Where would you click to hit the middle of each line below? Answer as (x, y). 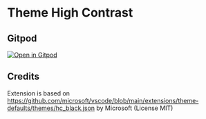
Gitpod (22, 38)
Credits (24, 76)
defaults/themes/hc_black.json (51, 108)
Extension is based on (39, 93)
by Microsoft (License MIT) (135, 108)
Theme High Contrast (70, 13)
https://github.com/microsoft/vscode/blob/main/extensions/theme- (103, 100)
